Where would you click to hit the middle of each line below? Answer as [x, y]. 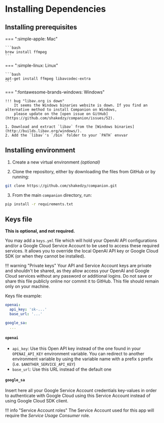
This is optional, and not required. [40, 231]
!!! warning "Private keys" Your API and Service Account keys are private [78, 266]
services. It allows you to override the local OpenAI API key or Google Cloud [82, 251]
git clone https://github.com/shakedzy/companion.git [61, 186]
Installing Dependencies [56, 9]
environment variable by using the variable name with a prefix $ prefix [82, 359]
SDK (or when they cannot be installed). [45, 256]
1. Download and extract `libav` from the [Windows [59, 127]
